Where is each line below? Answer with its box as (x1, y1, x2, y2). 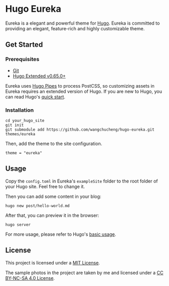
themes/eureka (5, 131, 36, 136)
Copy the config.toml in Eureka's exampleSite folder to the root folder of (5, 178, 158, 184)
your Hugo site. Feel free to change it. (5, 183, 86, 190)
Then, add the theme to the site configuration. (5, 140, 102, 147)
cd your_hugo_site (5, 118, 45, 123)
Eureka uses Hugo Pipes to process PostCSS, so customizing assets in (5, 83, 155, 89)
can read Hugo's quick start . (5, 93, 66, 100)
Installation (5, 106, 34, 113)
